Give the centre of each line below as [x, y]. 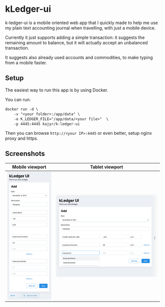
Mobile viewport [29, 167]
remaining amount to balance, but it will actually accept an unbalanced [77, 42]
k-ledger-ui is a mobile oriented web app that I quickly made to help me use [82, 23]
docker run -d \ [22, 109]
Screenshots [25, 154]
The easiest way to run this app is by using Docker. [57, 90]
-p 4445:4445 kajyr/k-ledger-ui [47, 124]
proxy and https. [22, 138]
